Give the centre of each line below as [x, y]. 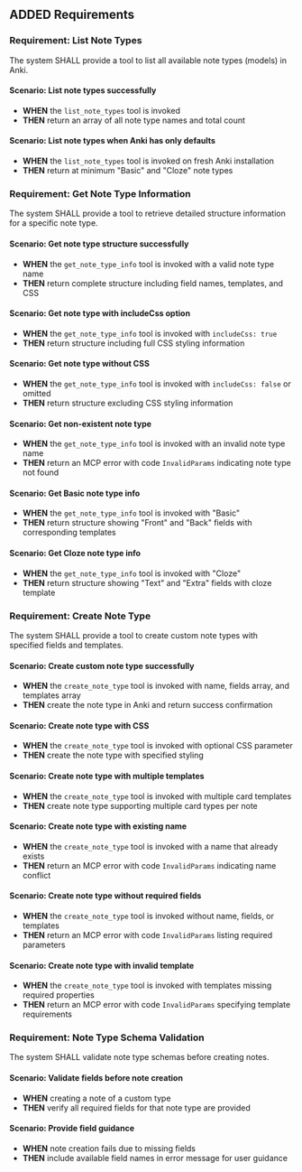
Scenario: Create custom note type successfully [102, 665]
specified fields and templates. [67, 645]
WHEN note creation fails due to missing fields [109, 1148]
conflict [37, 875]
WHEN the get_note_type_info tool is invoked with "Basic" [131, 513]
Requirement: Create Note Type [80, 616]
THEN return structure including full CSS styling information [133, 343]
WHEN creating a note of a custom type [96, 1098]
